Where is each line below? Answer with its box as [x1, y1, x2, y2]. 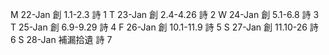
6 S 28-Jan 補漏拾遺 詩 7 [10, 34, 113, 45]
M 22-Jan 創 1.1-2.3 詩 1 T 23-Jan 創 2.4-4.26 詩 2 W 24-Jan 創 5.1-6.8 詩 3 [10, 9, 320, 20]
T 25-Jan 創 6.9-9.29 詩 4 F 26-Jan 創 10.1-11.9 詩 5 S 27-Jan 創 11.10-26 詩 [10, 21, 319, 33]
